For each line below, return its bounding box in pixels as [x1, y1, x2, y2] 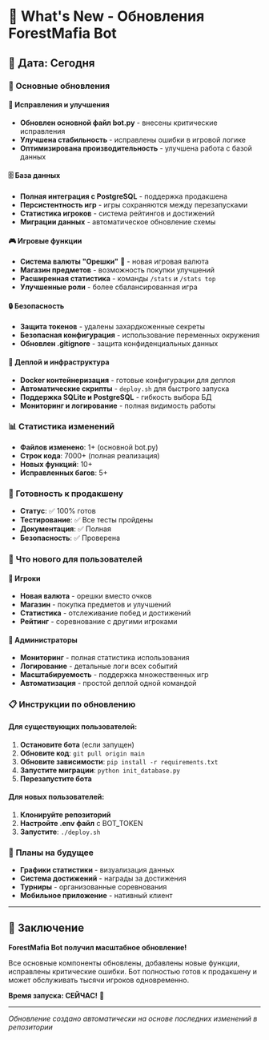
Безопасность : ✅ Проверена [19, 533, 121, 543]
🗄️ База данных [8, 171, 61, 180]
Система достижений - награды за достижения [19, 873, 187, 884]
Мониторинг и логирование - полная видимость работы [19, 401, 216, 410]
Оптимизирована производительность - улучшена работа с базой [19, 143, 252, 153]
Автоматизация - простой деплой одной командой [19, 679, 197, 688]
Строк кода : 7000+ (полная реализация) [19, 450, 160, 460]
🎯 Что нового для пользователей [8, 554, 143, 565]
